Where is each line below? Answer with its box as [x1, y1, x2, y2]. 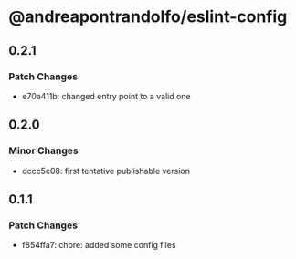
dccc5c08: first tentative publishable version [21, 165, 191, 176]
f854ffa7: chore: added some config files [21, 240, 176, 251]
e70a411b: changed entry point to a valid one [21, 90, 191, 101]
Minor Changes [8, 144, 79, 157]
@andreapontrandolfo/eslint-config [8, 6, 288, 27]
